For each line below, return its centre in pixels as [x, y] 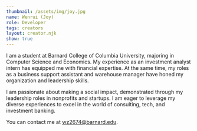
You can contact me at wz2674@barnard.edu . [62, 122]
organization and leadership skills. [48, 80]
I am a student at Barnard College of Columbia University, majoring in [90, 56]
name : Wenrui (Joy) [30, 17]
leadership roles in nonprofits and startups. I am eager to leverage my [91, 98]
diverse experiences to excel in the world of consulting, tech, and [86, 104]
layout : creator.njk [32, 33]
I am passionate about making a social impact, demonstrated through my [95, 92]
